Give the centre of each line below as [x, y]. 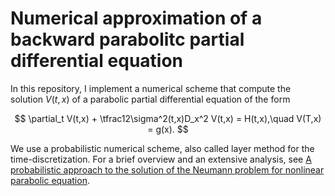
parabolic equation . [50, 180]
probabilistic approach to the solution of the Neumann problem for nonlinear [167, 169]
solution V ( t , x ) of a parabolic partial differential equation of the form [150, 99]
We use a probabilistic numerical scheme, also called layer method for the [162, 148]
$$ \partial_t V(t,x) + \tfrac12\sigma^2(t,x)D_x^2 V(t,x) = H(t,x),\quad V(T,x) [168, 118]
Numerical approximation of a [136, 18]
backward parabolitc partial [127, 39]
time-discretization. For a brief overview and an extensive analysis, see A [161, 159]
